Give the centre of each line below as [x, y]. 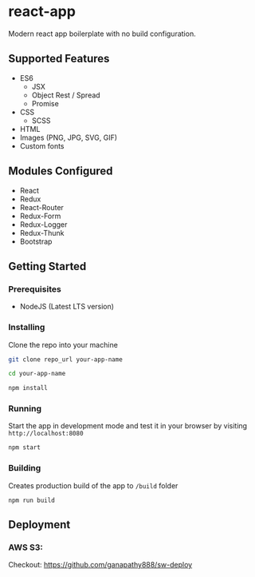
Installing [27, 328]
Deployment [39, 525]
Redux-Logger [43, 224]
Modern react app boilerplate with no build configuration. [102, 34]
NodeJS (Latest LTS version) [67, 307]
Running [25, 408]
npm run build [32, 500]
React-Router [41, 207]
